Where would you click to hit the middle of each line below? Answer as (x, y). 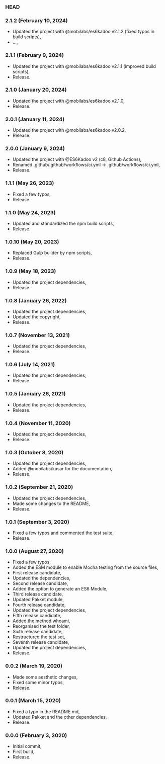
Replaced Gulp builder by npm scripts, (52, 253)
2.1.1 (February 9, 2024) (35, 55)
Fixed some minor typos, (38, 682)
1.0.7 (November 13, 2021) (38, 335)
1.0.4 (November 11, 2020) (38, 423)
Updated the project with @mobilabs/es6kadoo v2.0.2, (69, 130)
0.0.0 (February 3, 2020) (36, 735)
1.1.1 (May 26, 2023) (30, 183)
